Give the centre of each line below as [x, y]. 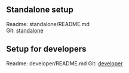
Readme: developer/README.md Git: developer [64, 63]
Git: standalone [25, 30]
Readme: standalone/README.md [48, 24]
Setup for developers [46, 49]
